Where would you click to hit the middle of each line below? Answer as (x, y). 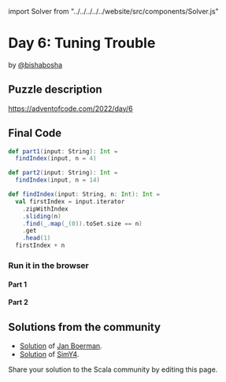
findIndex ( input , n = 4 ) (56, 159)
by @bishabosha (35, 64)
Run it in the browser (48, 265)
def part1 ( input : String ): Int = (63, 151)
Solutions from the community (85, 327)
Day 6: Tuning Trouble (82, 43)
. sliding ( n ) (42, 216)
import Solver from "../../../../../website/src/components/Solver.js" (113, 11)
